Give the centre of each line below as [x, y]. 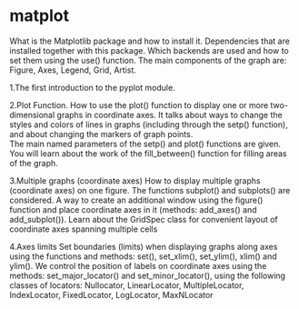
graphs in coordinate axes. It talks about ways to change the [170, 115]
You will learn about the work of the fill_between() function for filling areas [148, 153]
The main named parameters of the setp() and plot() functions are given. [145, 144]
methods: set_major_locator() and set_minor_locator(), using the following [148, 275]
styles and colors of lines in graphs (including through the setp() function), [149, 125]
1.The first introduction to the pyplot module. [92, 87]
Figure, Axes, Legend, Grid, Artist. [73, 70]
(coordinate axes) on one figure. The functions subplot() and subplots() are [150, 190]
